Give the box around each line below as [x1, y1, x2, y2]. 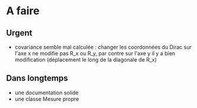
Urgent [6, 28, 33, 38]
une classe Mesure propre [14, 95, 79, 102]
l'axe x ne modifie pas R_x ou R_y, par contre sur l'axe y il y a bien [14, 50, 176, 57]
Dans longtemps [6, 73, 68, 84]
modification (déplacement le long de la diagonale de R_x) [14, 56, 157, 63]
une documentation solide [14, 89, 79, 96]
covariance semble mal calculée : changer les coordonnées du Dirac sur [14, 43, 192, 50]
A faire [6, 4, 40, 18]
